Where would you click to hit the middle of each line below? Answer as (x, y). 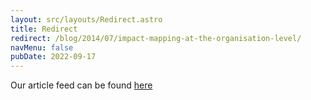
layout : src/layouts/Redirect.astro (86, 19)
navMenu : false (42, 47)
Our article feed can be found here (81, 85)
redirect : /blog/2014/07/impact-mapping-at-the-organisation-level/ (156, 38)
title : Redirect (44, 29)
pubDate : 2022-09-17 (53, 57)
